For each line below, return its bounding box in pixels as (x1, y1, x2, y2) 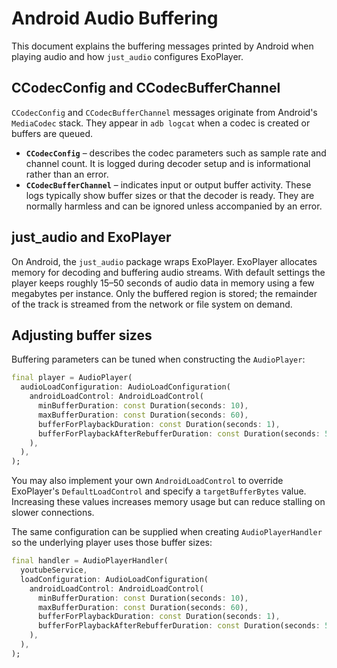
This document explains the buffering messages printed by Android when (11, 40, 314, 52)
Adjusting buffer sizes (11, 327, 153, 344)
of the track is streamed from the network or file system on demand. (11, 298, 293, 310)
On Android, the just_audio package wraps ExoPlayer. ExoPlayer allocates (11, 255, 318, 267)
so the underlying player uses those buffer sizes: (11, 537, 213, 549)
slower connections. (11, 507, 95, 519)
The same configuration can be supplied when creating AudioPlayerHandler (11, 526, 323, 538)
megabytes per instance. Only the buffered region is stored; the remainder (11, 287, 318, 299)
